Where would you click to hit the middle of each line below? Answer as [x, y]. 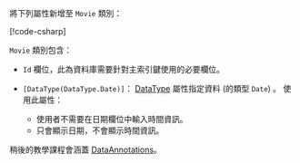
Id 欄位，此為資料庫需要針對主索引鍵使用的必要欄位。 [124, 69]
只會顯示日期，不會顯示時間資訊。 [100, 130]
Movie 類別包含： [41, 50]
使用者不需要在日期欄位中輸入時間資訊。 [112, 119]
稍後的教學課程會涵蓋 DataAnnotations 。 [85, 149]
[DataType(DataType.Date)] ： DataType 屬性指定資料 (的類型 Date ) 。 [152, 88]
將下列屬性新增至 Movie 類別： [66, 13]
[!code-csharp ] [38, 31]
